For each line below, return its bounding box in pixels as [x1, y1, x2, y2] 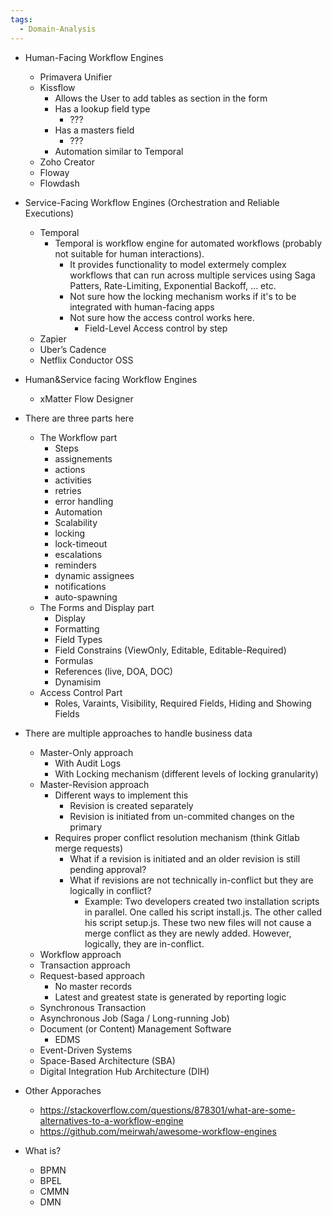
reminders [54, 559, 97, 571]
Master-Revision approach [39, 778, 150, 790]
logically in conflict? [69, 884, 152, 896]
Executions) [24, 207, 75, 219]
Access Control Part [39, 686, 123, 698]
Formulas [54, 654, 94, 666]
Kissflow [39, 81, 76, 93]
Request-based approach [39, 969, 146, 981]
